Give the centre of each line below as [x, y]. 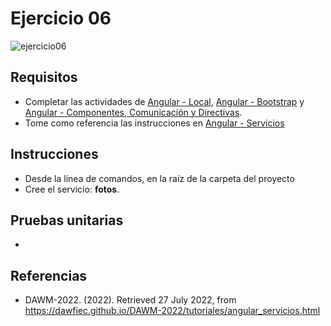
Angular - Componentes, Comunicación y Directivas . [133, 112]
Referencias [49, 275]
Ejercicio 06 [61, 18]
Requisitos [44, 77]
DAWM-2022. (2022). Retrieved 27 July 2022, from [130, 300]
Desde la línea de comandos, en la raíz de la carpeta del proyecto [159, 178]
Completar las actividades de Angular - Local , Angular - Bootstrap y [164, 101]
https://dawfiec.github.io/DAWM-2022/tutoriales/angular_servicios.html [172, 311]
